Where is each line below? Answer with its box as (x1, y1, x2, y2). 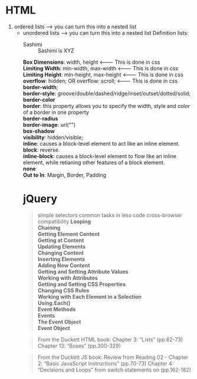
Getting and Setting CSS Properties (37, 280, 126, 287)
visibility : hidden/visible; (22, 133, 84, 141)
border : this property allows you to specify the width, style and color (22, 102, 190, 109)
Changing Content (37, 249, 84, 256)
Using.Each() (37, 299, 71, 306)
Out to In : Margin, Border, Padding (22, 171, 107, 178)
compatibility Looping (37, 218, 91, 225)
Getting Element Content (37, 230, 100, 237)
